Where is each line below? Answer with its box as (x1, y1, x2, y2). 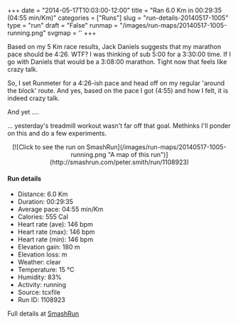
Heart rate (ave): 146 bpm (17, 220, 94, 229)
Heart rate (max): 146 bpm (17, 227, 95, 237)
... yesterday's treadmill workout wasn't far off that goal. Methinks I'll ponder (7, 121, 231, 130)
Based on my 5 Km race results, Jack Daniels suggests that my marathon (7, 43, 222, 50)
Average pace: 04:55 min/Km (17, 205, 104, 214)
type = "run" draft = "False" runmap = (7, 21, 119, 29)
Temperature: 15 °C (17, 266, 75, 274)
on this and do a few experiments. (7, 129, 107, 137)
